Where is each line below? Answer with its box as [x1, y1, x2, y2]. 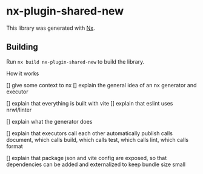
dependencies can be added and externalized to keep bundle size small [6, 161, 186, 168]
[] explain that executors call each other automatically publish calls [6, 129, 173, 137]
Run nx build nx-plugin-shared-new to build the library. [6, 58, 145, 65]
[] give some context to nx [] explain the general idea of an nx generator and [6, 81, 197, 89]
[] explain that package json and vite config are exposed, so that [6, 154, 167, 161]
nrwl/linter [6, 106, 32, 113]
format [6, 142, 23, 150]
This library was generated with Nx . [6, 24, 95, 32]
